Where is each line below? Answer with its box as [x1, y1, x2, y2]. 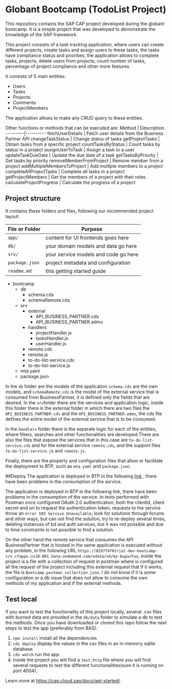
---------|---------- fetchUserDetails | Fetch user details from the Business [5, 130, 164, 136]
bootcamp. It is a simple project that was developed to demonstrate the [5, 26, 156, 32]
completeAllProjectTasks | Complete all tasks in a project [5, 168, 125, 174]
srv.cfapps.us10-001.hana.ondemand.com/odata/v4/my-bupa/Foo [5, 554, 139, 559]
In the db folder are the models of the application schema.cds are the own [5, 383, 158, 389]
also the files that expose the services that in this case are [5, 437, 128, 443]
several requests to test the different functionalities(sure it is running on [12, 662, 164, 668]
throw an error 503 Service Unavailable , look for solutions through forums [5, 510, 165, 516]
